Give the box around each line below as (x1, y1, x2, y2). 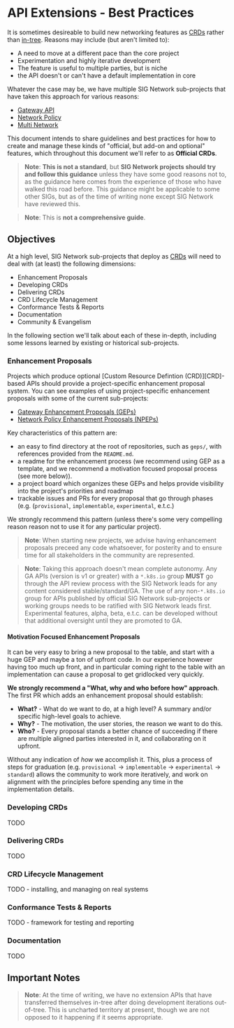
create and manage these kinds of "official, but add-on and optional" (7, 141, 205, 150)
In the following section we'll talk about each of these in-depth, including (7, 331, 217, 340)
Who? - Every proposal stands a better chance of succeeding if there (17, 727, 218, 735)
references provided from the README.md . (17, 449, 134, 458)
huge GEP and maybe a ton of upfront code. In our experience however (7, 656, 213, 664)
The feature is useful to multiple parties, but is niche (17, 64, 168, 72)
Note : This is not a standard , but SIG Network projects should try (24, 162, 217, 171)
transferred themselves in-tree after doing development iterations (24, 998, 214, 1006)
